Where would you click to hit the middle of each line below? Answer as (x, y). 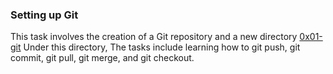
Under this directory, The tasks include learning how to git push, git (162, 47)
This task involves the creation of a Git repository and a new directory (154, 37)
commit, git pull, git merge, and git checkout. (102, 58)
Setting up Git (44, 15)
